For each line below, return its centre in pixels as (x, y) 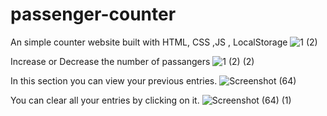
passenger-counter (93, 14)
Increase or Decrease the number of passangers (110, 61)
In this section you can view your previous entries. (114, 80)
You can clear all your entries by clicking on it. (105, 100)
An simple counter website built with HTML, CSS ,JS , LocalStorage (149, 42)
